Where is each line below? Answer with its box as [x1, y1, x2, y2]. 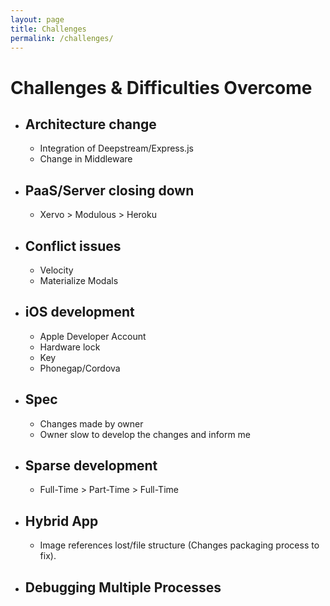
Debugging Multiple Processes [24, 579, 222, 596]
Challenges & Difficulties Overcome [10, 76, 313, 99]
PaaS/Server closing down [24, 182, 195, 199]
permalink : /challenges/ [10, 33, 114, 43]
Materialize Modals [39, 275, 119, 286]
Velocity [39, 264, 74, 276]
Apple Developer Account [39, 330, 147, 342]
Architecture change [24, 116, 157, 133]
